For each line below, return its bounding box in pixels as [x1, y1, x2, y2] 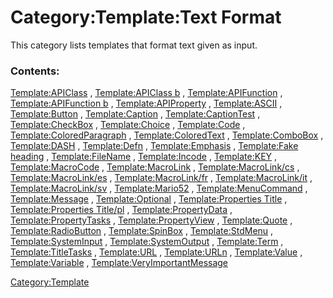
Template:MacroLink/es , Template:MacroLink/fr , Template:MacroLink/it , [10, 172, 313, 184]
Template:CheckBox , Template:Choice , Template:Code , [10, 119, 246, 131]
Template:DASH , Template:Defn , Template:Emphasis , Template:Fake [10, 140, 299, 152]
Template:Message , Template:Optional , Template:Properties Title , [10, 193, 288, 205]
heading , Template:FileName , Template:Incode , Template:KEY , [10, 151, 278, 163]
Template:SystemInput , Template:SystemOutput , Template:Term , [10, 236, 284, 248]
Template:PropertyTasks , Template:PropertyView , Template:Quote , [10, 214, 293, 226]
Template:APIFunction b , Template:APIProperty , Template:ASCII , [10, 97, 283, 110]
